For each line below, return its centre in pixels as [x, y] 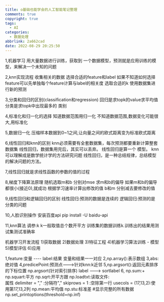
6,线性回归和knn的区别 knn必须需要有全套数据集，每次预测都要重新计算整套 [82, 143]
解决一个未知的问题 [37, 66]
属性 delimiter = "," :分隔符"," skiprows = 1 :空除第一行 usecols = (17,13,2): [78, 283]
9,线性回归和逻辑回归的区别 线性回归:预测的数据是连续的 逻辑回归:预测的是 [80, 198]
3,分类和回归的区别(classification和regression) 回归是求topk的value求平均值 [82, 99]
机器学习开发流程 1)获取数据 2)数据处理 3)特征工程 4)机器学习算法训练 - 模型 [82, 242]
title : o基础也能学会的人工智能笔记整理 [41, 10]
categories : [17, 32]
